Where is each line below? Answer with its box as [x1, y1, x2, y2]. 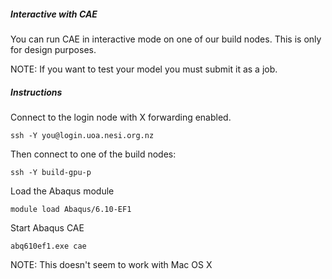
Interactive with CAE [10, 8, 98, 20]
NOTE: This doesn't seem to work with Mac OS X [10, 258, 213, 270]
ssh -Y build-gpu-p [10, 167, 92, 177]
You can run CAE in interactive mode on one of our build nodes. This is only [10, 33, 322, 45]
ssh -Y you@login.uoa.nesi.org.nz [10, 130, 155, 140]
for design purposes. [10, 43, 97, 55]
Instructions [10, 86, 63, 98]
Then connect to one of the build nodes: [10, 148, 177, 160]
